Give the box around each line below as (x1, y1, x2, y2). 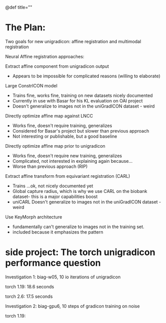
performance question (5, 257, 101, 269)
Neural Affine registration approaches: (5, 53, 84, 59)
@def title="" (5, 5, 33, 10)
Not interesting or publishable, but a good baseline (12, 133, 117, 139)
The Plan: (5, 22, 46, 33)
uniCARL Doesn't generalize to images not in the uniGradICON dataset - (12, 198, 161, 205)
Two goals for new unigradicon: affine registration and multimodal (5, 38, 141, 44)
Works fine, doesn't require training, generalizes (12, 123, 112, 129)
